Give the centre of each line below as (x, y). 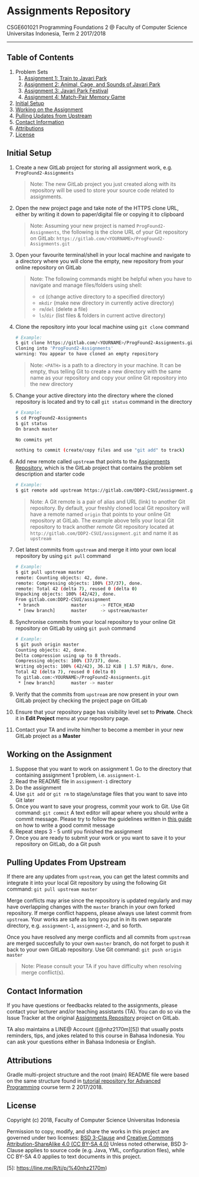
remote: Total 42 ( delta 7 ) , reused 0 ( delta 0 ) (76, 588)
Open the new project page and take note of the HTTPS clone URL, (97, 208)
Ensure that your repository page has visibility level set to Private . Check (104, 712)
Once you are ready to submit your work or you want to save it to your (100, 838)
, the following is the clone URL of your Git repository (124, 232)
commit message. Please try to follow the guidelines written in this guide (103, 819)
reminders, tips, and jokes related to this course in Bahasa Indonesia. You (96, 1036)
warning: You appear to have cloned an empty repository (87, 354)
